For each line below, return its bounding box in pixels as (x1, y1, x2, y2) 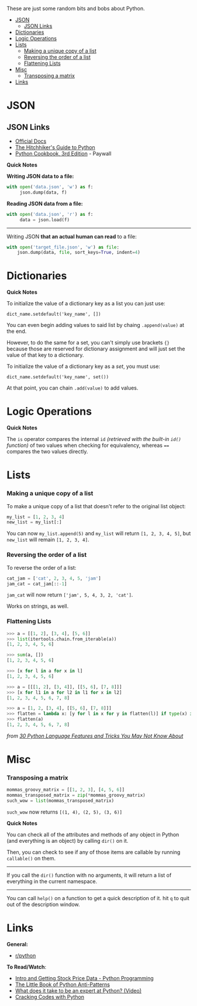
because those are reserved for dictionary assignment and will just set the (6, 345, 185, 353)
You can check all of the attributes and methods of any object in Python (6, 831, 179, 838)
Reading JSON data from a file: (6, 200, 84, 207)
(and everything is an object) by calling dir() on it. (6, 838, 129, 845)
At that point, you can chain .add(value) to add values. (6, 384, 139, 391)
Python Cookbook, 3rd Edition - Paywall (15, 150, 112, 157)
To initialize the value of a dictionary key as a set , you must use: (6, 363, 160, 370)
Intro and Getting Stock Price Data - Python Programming (15, 975, 154, 981)
